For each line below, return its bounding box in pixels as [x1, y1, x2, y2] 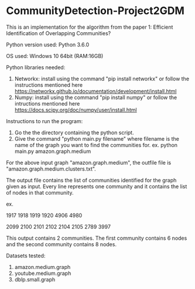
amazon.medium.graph [14, 263, 71, 270]
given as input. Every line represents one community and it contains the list [6, 183, 187, 190]
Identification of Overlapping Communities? [6, 29, 111, 36]
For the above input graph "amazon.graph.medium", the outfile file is [6, 159, 172, 166]
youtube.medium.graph [14, 270, 71, 277]
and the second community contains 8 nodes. [6, 240, 117, 247]
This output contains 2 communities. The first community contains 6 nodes [6, 234, 187, 242]
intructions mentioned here [14, 100, 80, 107]
